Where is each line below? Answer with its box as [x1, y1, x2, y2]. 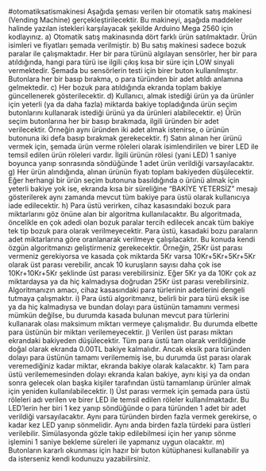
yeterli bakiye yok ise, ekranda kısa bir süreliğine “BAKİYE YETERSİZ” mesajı [8, 184, 258, 193]
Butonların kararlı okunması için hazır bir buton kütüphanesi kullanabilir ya [8, 446, 249, 455]
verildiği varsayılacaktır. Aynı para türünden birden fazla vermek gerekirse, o [8, 412, 257, 421]
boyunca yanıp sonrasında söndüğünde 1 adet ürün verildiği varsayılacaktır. [8, 159, 255, 168]
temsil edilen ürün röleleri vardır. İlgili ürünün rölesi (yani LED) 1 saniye [8, 150, 237, 160]
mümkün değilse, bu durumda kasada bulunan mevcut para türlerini [8, 311, 229, 320]
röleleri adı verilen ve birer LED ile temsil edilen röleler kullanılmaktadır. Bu [8, 395, 250, 404]
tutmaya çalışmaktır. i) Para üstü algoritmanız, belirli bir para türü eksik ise [8, 294, 250, 303]
